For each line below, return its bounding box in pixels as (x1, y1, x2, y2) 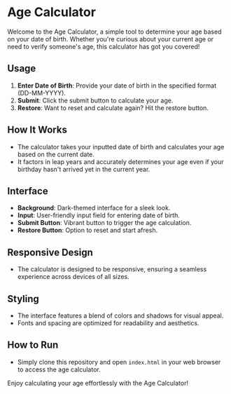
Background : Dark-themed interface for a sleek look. (17, 204, 171, 212)
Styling (7, 292, 40, 305)
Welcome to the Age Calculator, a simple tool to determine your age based (7, 27, 222, 36)
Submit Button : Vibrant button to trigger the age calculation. (17, 219, 192, 227)
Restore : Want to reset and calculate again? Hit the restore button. (17, 103, 209, 112)
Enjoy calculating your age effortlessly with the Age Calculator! (7, 379, 189, 387)
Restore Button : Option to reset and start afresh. (17, 226, 158, 235)
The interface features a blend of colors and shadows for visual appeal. (17, 311, 224, 320)
